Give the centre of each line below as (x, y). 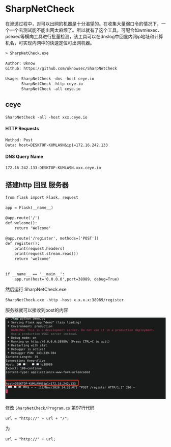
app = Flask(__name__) (29, 207)
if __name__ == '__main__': (35, 274)
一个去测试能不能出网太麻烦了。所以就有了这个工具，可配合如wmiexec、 (86, 30)
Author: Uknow (20, 63)
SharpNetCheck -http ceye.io (52, 84)
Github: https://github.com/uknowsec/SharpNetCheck (61, 68)
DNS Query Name (24, 156)
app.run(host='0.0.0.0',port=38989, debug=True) (67, 279)
